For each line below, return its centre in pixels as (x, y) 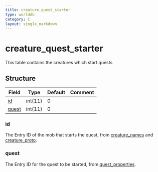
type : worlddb (20, 15)
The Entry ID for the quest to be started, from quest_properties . (71, 164)
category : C (18, 19)
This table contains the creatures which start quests (59, 63)
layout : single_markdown (31, 24)
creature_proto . (21, 140)
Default (56, 92)
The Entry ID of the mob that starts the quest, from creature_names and (79, 135)
